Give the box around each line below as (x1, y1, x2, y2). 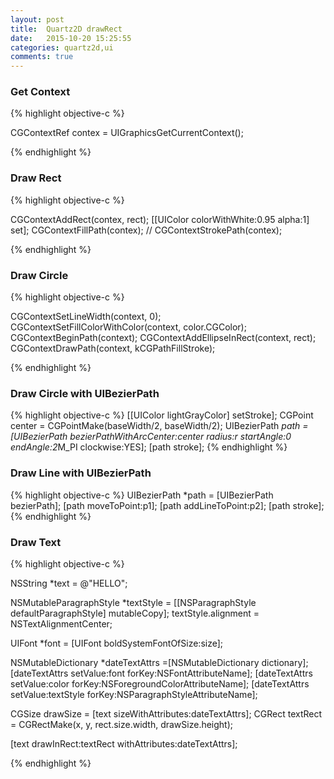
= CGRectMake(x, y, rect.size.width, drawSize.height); (10, 718, 234, 730)
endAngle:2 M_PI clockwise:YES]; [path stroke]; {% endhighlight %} (10, 441, 288, 453)
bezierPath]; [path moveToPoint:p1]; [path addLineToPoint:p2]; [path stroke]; (10, 499, 325, 511)
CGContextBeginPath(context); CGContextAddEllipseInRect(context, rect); (10, 332, 317, 344)
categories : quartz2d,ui (10, 42, 114, 53)
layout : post (10, 14, 65, 25)
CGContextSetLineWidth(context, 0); (10, 311, 162, 323)
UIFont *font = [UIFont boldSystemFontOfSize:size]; (10, 637, 224, 649)
